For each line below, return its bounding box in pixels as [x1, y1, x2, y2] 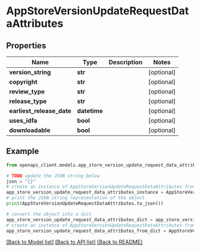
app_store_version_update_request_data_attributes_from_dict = [6, 228, 167, 234]
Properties [6, 40, 46, 51]
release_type [9, 97, 47, 105]
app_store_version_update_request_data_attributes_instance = [6, 189, 164, 196]
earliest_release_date [9, 107, 71, 115]
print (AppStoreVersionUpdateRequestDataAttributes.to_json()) [6, 200, 164, 206]
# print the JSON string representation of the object [6, 195, 145, 201]
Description [108, 58, 143, 66]
